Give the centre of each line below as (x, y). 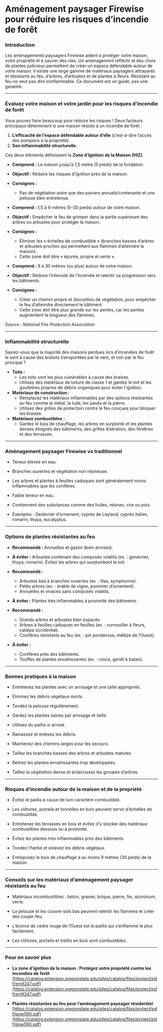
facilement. (23, 931)
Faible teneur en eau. (33, 495)
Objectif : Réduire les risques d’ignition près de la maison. (70, 174)
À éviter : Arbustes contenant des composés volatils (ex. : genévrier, (81, 557)
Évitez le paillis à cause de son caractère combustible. (66, 800)
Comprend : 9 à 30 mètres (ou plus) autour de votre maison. (73, 266)
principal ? (16, 363)
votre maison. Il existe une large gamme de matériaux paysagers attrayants (80, 71)
